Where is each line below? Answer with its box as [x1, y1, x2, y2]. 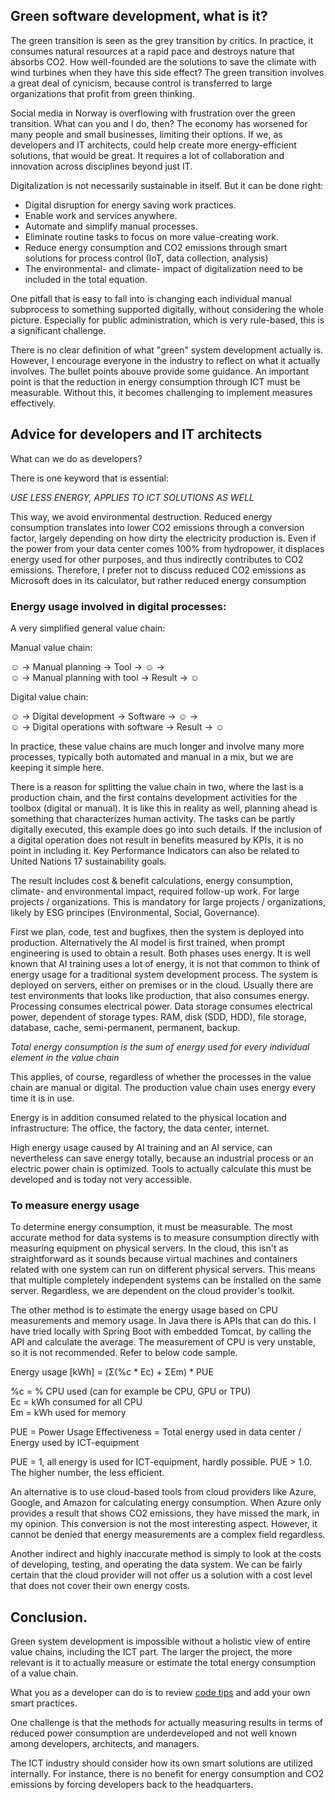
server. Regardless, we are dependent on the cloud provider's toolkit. [10, 1285, 296, 1297]
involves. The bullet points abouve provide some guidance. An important [10, 365, 310, 377]
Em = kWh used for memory [10, 1407, 127, 1419]
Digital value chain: [10, 690, 89, 703]
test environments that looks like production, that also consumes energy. [10, 989, 310, 1001]
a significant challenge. [10, 324, 107, 336]
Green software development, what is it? [10, 8, 268, 25]
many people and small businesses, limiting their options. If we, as [10, 128, 283, 140]
